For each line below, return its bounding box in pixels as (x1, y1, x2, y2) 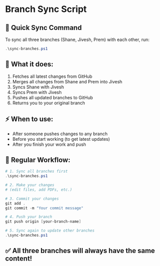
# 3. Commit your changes (5, 196, 59, 201)
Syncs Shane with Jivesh (12, 84, 64, 90)
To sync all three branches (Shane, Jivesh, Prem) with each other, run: (5, 36, 150, 42)
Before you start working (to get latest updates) (12, 136, 110, 142)
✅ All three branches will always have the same (5, 247, 156, 255)
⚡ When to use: (5, 115, 53, 123)
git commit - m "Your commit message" (5, 206, 84, 211)
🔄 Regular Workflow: (5, 156, 71, 164)
